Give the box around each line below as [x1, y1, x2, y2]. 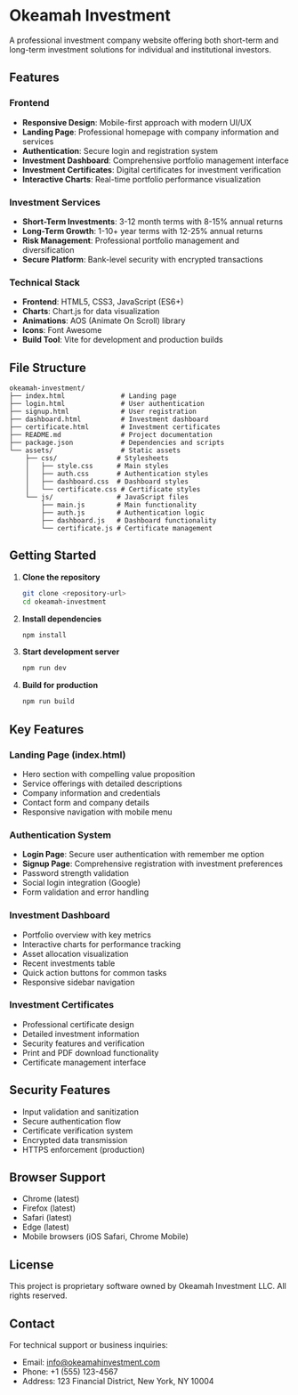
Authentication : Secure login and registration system [21, 145, 219, 156]
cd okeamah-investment [21, 597, 107, 606]
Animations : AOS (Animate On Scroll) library [21, 315, 186, 326]
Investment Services [9, 196, 101, 208]
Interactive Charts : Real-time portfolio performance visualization [21, 174, 261, 184]
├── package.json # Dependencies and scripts [9, 438, 225, 448]
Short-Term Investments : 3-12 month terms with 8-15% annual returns [21, 215, 283, 227]
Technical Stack [9, 276, 80, 288]
